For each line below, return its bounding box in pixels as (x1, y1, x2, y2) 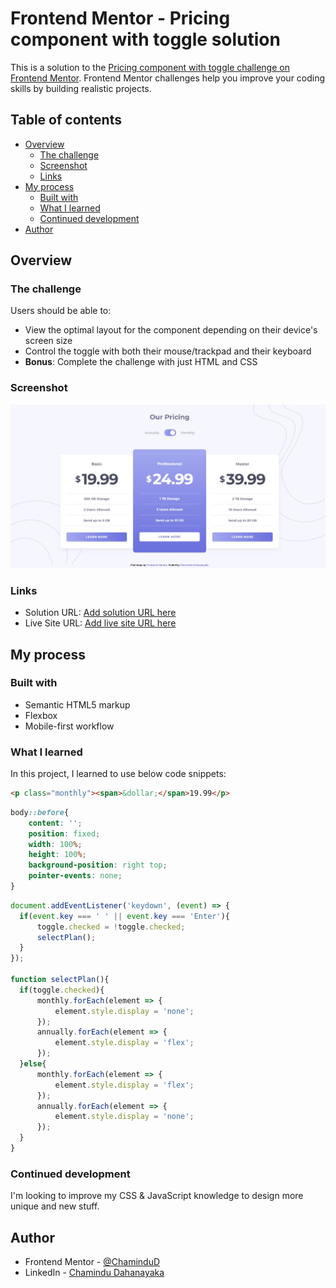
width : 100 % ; (28, 839, 83, 849)
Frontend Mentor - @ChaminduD (24, 1256, 161, 1268)
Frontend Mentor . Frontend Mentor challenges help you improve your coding (10, 72, 326, 84)
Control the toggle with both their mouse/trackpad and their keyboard (24, 345, 312, 357)
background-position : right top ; (28, 860, 168, 871)
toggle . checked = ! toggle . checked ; (36, 922, 186, 932)
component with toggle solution (10, 28, 281, 51)
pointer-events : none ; (28, 871, 123, 881)
